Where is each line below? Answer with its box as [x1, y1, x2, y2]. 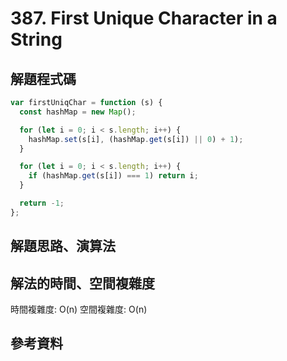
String [10, 28, 63, 51]
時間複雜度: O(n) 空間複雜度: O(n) [10, 303, 148, 315]
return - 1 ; [19, 198, 65, 208]
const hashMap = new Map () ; [19, 107, 137, 117]
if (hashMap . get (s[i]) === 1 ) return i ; [28, 171, 199, 181]
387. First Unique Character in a [10, 7, 278, 30]
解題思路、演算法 [10, 238, 116, 255]
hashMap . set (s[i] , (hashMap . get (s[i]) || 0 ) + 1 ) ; [28, 134, 244, 144]
